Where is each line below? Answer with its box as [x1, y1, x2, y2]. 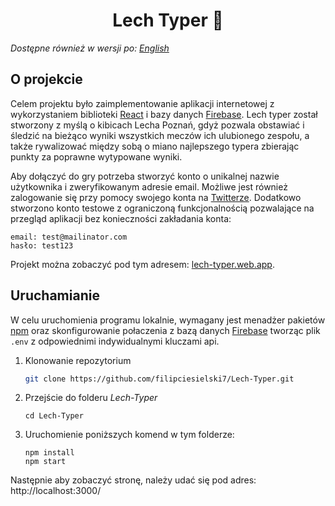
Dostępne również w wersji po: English [10, 42, 170, 54]
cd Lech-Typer [24, 411, 84, 421]
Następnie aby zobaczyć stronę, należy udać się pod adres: [10, 474, 257, 486]
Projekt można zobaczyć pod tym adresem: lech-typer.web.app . [10, 258, 275, 270]
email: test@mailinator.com [10, 232, 128, 242]
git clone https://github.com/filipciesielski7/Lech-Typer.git [24, 374, 295, 384]
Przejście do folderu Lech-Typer [24, 392, 158, 404]
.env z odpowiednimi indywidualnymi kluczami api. [10, 335, 220, 347]
